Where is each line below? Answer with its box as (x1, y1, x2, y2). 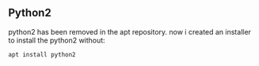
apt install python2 (8, 50, 77, 58)
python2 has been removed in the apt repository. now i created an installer (8, 27, 252, 36)
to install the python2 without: (8, 35, 105, 45)
